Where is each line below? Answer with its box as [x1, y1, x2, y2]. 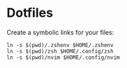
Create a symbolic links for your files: [6, 28, 114, 36]
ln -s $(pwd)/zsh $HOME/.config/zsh [6, 48, 114, 55]
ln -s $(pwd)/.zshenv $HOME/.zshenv [6, 41, 114, 48]
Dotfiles [6, 5, 53, 21]
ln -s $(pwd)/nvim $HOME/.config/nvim [6, 54, 120, 61]
